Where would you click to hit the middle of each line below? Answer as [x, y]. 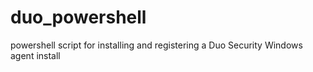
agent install [35, 55]
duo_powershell [78, 17]
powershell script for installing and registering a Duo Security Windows [156, 45]
